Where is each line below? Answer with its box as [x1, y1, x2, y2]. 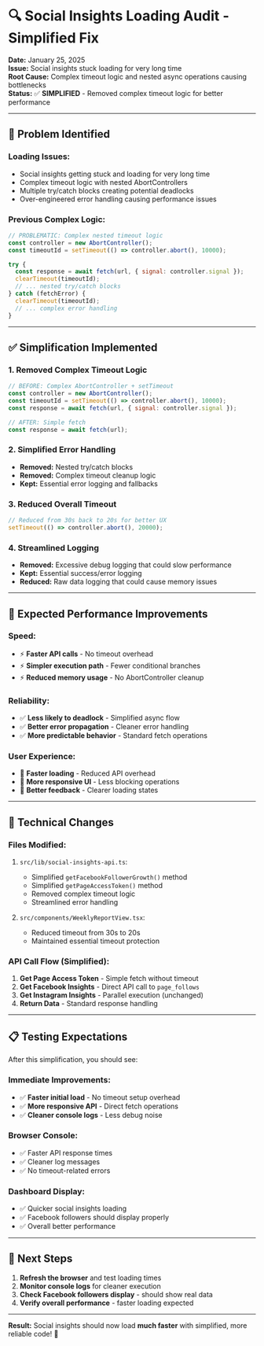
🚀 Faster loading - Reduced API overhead [19, 769, 156, 778]
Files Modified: [8, 839, 67, 850]
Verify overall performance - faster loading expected [19, 1298, 194, 1307]
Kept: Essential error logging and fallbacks [19, 478, 159, 489]
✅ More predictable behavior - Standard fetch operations [19, 731, 208, 740]
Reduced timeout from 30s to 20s [31, 928, 141, 938]
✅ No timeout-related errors [19, 1166, 111, 1175]
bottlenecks [8, 80, 47, 90]
